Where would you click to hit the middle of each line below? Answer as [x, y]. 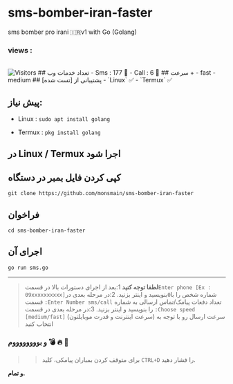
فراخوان [24, 215]
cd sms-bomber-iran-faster [47, 231]
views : [20, 50]
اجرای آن [25, 252]
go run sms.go [28, 268]
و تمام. [17, 373]
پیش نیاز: [25, 102]
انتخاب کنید [39, 324]
